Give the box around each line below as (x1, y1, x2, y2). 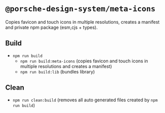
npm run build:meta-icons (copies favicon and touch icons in (20, 58, 148, 64)
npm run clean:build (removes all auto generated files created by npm (12, 97, 158, 103)
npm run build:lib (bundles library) (20, 68, 95, 74)
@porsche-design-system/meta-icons (5, 4, 156, 14)
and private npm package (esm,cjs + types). (5, 24, 98, 30)
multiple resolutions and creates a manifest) (20, 63, 112, 69)
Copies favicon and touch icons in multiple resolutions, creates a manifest (5, 19, 160, 25)
